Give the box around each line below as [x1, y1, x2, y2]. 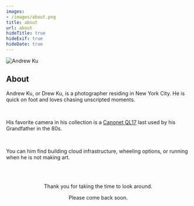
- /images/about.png [6, 14, 57, 20]
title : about [6, 19, 38, 25]
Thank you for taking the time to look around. [43, 183, 153, 190]
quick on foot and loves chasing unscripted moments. [6, 96, 136, 103]
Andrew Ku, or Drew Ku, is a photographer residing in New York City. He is [6, 90, 185, 97]
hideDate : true [6, 42, 43, 47]
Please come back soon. [68, 194, 128, 201]
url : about [6, 25, 33, 31]
